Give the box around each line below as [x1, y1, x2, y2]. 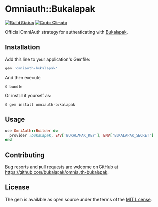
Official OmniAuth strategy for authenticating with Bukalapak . [5, 29, 128, 35]
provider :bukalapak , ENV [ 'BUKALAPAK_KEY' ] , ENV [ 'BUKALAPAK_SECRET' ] [9, 133, 154, 138]
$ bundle [5, 84, 23, 89]
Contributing [5, 151, 45, 160]
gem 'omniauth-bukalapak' [5, 66, 58, 70]
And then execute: [5, 74, 42, 80]
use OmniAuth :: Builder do [5, 128, 58, 133]
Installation [5, 43, 40, 52]
